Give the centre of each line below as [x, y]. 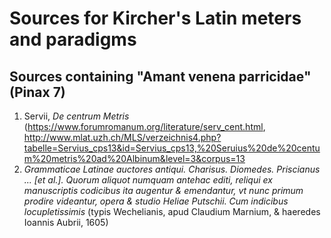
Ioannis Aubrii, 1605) [66, 222]
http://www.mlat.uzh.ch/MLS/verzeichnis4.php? [122, 137]
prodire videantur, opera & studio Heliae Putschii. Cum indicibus [156, 201]
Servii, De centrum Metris [76, 116]
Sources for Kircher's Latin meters [155, 18]
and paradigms [73, 39]
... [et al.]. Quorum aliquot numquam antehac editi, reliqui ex [148, 180]
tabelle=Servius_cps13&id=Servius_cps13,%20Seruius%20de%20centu [172, 148]
